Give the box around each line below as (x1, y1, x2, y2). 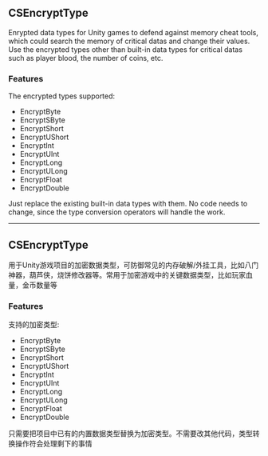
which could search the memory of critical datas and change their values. (8, 36, 250, 46)
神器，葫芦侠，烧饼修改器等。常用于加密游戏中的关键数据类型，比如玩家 (8, 270, 246, 279)
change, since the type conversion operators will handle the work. (8, 207, 226, 217)
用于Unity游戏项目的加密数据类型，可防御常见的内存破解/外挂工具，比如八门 (8, 260, 259, 270)
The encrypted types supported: (8, 91, 116, 101)
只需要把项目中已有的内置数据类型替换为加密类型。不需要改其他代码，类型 (8, 429, 253, 438)
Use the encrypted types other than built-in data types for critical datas (8, 44, 243, 54)
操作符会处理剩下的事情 (14, 439, 93, 449)
